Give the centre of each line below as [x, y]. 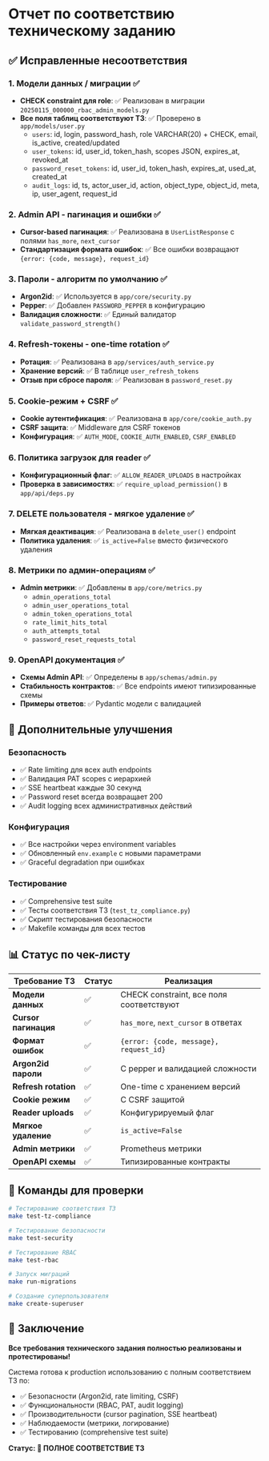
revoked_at [50, 159]
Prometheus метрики [161, 1149]
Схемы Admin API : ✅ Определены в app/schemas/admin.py [118, 677]
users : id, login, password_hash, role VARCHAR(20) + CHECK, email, [145, 134]
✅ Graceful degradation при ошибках [82, 862]
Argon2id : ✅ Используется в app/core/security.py [106, 296]
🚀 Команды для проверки [76, 1190]
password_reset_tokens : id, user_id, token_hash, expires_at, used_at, [144, 168]
